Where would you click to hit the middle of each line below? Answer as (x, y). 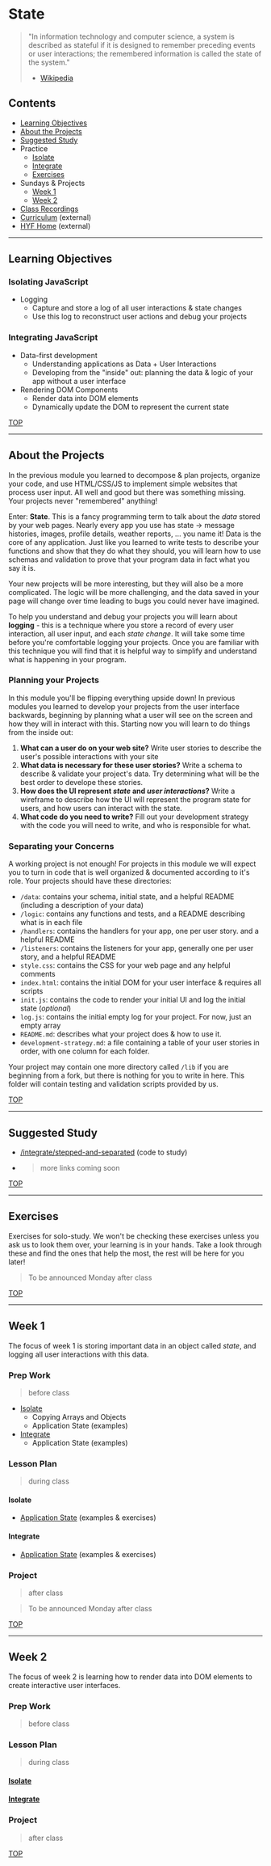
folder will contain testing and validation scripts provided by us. (114, 1084)
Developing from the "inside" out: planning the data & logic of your (142, 372)
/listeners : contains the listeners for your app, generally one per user (137, 948)
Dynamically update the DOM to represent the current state (131, 407)
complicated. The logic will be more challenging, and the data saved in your (134, 592)
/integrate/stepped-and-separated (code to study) (104, 1152)
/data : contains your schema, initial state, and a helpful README (127, 897)
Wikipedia (57, 78)
